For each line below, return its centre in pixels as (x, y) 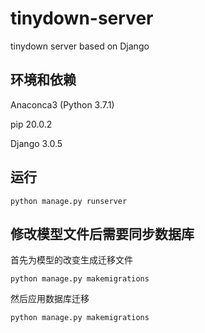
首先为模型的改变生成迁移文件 (71, 260)
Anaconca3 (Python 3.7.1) (62, 104)
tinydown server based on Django (80, 46)
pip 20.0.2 (31, 124)
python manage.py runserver (69, 201)
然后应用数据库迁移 (50, 299)
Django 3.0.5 (36, 143)
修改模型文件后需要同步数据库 (102, 233)
